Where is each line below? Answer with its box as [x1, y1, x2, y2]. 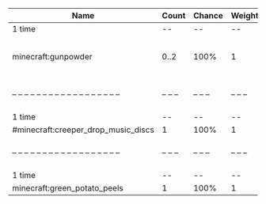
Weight [230, 10, 259, 21]
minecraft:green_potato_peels [12, 183, 124, 193]
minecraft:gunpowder [12, 51, 93, 62]
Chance [193, 10, 224, 21]
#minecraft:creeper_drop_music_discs [12, 124, 154, 135]
